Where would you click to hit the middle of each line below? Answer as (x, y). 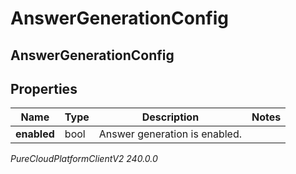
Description (170, 117)
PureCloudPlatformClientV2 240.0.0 (84, 159)
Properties (44, 88)
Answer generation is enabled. (170, 134)
